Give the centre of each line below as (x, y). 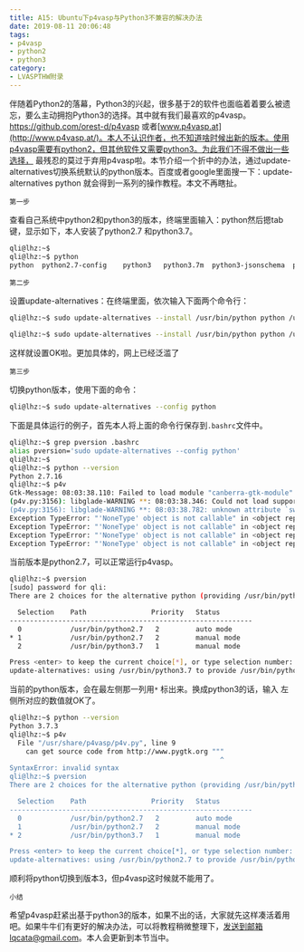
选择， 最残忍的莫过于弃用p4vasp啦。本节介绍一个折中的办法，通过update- (150, 160)
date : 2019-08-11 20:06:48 (60, 26)
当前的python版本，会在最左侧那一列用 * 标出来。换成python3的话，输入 (144, 689)
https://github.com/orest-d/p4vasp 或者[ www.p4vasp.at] (115, 126)
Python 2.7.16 (36, 476)
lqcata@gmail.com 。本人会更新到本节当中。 (92, 938)
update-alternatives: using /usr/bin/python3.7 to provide (123, 671)
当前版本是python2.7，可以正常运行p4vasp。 (94, 562)
